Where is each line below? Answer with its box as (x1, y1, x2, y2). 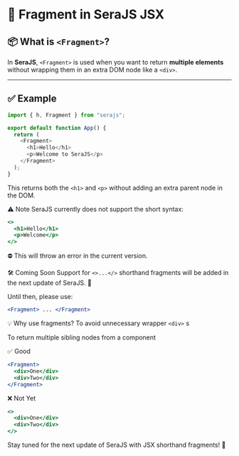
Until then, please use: (7, 293, 73, 301)
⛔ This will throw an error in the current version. (7, 251, 148, 260)
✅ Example (7, 92, 57, 105)
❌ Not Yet (7, 393, 36, 402)
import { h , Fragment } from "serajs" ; (7, 112, 126, 119)
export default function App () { (7, 124, 107, 131)
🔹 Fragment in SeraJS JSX (7, 6, 165, 23)
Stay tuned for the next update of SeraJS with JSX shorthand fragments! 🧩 (7, 440, 226, 450)
